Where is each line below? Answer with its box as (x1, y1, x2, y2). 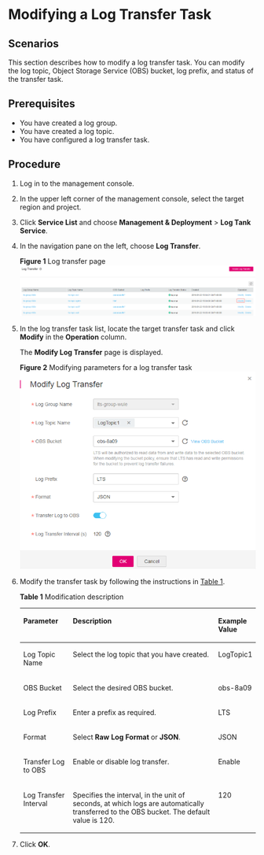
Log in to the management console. (19, 179, 135, 188)
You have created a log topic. (19, 126, 115, 135)
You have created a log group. (19, 118, 118, 128)
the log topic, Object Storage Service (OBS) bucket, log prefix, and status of (8, 66, 254, 76)
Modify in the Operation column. (19, 332, 127, 342)
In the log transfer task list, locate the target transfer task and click (19, 324, 236, 333)
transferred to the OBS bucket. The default (72, 807, 211, 816)
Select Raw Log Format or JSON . (72, 732, 181, 742)
